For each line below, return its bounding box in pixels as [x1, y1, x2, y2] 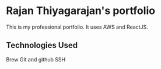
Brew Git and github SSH [6, 56, 66, 63]
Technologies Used [6, 40, 78, 50]
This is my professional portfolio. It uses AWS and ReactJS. [6, 23, 148, 30]
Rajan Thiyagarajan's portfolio [6, 4, 156, 18]
